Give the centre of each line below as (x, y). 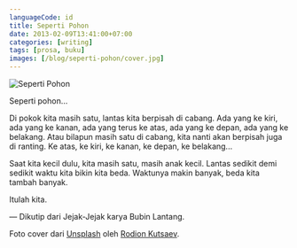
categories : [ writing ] (51, 42)
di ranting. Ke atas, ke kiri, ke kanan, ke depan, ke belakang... (121, 146)
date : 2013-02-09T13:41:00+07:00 (71, 34)
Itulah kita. (28, 199)
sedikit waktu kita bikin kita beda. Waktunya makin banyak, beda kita (134, 173)
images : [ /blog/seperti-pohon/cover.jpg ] (87, 58)
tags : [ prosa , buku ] (47, 50)
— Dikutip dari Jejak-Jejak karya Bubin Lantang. (97, 217)
